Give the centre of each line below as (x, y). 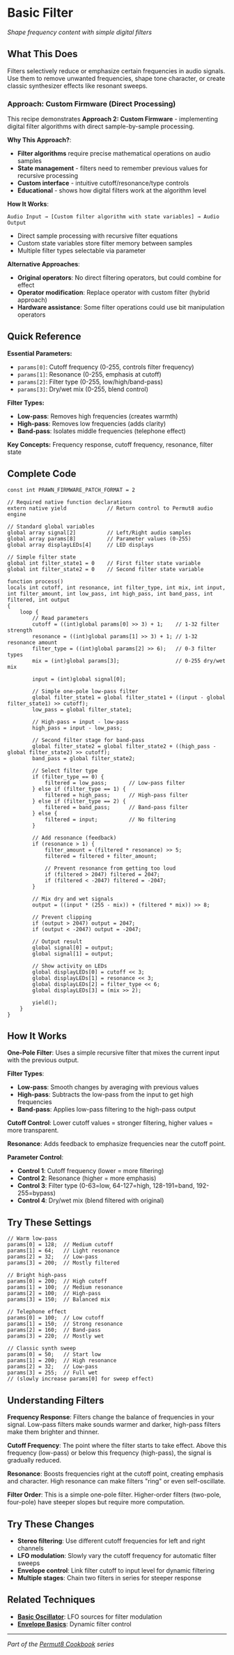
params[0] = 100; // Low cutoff (56, 1318)
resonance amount (32, 642)
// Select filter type (65, 771)
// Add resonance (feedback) (75, 838)
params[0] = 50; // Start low (54, 1354)
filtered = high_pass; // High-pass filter (116, 795)
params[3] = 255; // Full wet (53, 1373)
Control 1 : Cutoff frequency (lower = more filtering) (91, 1171)
